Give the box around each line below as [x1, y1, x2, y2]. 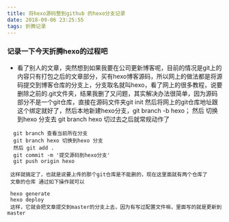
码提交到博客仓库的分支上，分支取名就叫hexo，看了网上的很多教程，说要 [16, 80, 223, 89]
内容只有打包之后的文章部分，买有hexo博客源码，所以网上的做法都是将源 [16, 72, 223, 80]
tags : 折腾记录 [7, 23, 46, 29]
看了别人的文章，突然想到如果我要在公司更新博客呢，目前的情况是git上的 [16, 63, 222, 72]
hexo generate [10, 190, 51, 197]
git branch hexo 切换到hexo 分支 [13, 137, 104, 144]
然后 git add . [13, 145, 55, 151]
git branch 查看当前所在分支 [13, 129, 88, 137]
